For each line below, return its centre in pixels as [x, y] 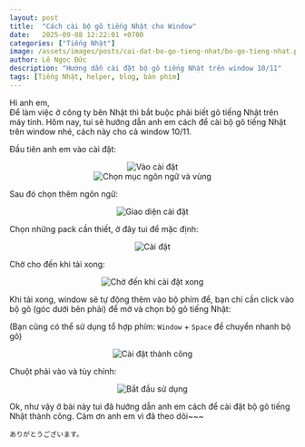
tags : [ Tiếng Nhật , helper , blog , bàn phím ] [95, 77]
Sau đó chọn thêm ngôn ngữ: [64, 194]
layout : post [34, 18]
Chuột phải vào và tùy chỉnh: [63, 371]
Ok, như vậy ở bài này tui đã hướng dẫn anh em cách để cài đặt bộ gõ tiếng [150, 406]
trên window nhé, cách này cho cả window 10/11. [101, 131]
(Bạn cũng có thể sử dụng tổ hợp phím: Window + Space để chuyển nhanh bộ [150, 326]
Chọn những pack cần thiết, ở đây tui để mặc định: [104, 228]
